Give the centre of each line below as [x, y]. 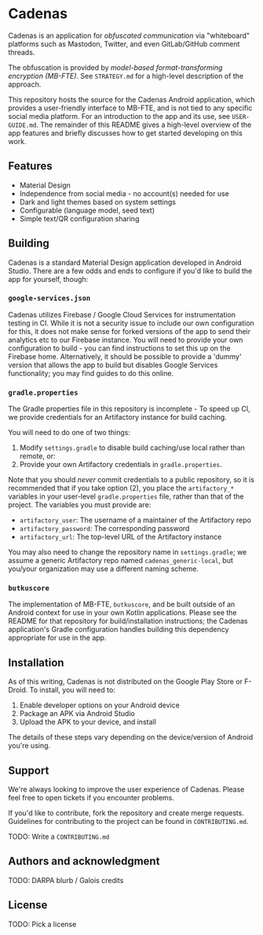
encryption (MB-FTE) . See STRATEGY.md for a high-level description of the [126, 76]
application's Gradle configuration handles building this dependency [119, 629]
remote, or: [37, 456]
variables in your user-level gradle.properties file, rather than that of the [126, 496]
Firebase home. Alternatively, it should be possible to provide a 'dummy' [125, 356]
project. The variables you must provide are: [80, 505]
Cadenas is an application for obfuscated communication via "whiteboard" [129, 35]
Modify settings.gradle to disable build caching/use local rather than [132, 448]
